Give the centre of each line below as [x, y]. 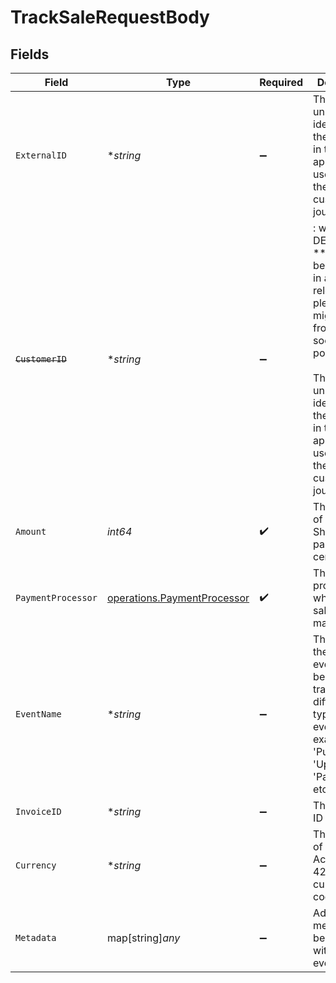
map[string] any [143, 938]
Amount [31, 531]
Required [281, 82]
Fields [30, 54]
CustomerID [41, 359]
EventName [38, 714]
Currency [36, 865]
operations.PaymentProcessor [178, 598]
